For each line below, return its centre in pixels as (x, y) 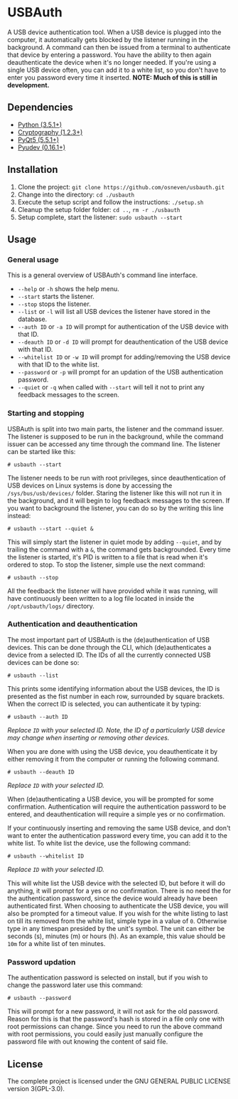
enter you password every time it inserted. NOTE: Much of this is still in (113, 77)
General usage (33, 259)
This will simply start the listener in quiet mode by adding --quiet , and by (114, 542)
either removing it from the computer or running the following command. (113, 759)
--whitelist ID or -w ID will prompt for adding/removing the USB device (124, 357)
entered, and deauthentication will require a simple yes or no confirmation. (117, 814)
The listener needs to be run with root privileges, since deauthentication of (117, 478)
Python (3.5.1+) (40, 125)
